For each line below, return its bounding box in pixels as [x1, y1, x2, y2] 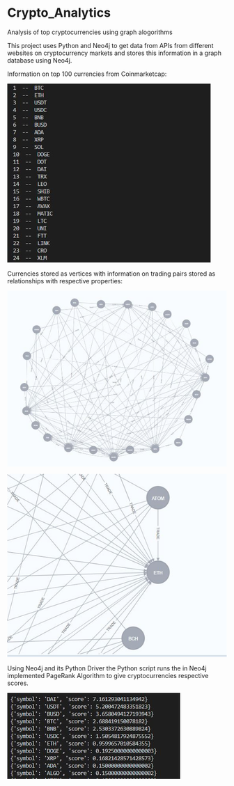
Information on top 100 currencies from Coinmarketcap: [7, 70, 167, 78]
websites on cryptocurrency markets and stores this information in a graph [7, 49, 221, 57]
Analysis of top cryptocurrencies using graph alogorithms [7, 28, 173, 36]
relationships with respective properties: [7, 276, 123, 285]
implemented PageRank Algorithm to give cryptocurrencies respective [7, 671, 209, 679]
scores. [7, 679, 29, 687]
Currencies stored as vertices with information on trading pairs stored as [7, 269, 216, 278]
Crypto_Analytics [7, 5, 111, 21]
